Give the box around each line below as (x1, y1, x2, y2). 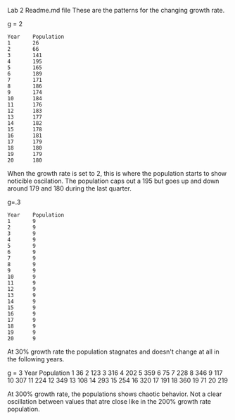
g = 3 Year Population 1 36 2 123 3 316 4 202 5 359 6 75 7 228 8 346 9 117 (7, 368, 223, 377)
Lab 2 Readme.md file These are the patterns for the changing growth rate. (7, 6, 225, 14)
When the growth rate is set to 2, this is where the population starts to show (7, 169, 227, 177)
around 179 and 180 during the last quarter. (7, 184, 132, 193)
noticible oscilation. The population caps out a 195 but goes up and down (7, 176, 220, 185)
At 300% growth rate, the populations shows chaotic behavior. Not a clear (7, 390, 222, 398)
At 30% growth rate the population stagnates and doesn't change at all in (7, 347, 220, 356)
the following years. (7, 355, 65, 363)
